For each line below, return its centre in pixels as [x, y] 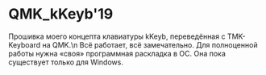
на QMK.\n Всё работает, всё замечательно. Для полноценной [150, 44]
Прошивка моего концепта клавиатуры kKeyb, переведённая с [117, 36]
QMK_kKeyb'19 [61, 14]
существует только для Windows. [66, 62]
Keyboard [25, 44]
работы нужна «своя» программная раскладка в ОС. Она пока [117, 53]
